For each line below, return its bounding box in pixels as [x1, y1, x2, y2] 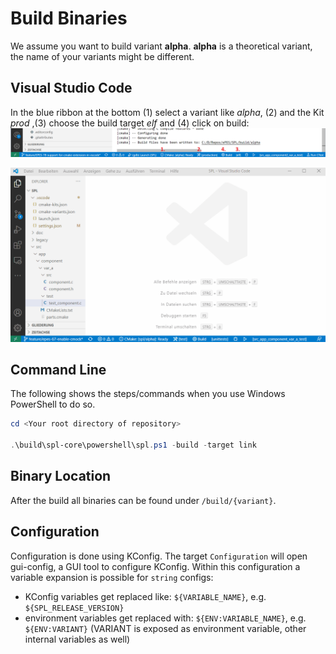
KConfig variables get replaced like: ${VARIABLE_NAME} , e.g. [24, 590, 267, 602]
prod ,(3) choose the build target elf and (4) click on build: [10, 117, 250, 129]
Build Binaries [10, 7, 128, 30]
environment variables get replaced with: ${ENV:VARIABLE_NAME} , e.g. [24, 612, 307, 624]
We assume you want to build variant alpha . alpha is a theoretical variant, [10, 40, 313, 52]
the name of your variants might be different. [10, 50, 195, 62]
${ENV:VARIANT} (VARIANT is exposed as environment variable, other [24, 622, 307, 634]
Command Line [10, 361, 107, 378]
